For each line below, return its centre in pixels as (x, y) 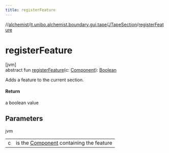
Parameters (24, 119)
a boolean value (22, 103)
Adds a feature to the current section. (45, 80)
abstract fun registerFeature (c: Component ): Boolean (61, 70)
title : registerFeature (31, 10)
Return (13, 91)
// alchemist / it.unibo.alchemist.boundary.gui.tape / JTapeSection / (72, 24)
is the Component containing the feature (64, 143)
